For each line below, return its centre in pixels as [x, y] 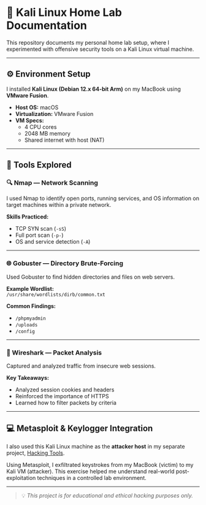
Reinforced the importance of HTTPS [62, 396]
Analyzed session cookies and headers [65, 390]
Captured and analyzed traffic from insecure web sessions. [81, 366]
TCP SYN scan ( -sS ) [40, 229]
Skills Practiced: [28, 217]
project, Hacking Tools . [36, 453]
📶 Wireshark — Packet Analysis [54, 352]
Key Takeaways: [28, 378]
